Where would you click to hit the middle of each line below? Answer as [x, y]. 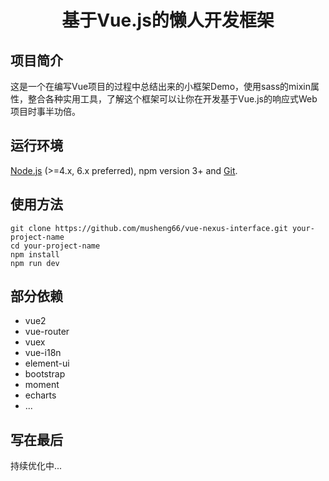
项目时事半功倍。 [45, 111]
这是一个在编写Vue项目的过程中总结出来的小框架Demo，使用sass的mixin [161, 86]
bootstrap [45, 374]
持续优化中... [36, 466]
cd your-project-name [55, 246]
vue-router [47, 332]
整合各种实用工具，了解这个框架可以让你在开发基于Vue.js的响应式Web [172, 99]
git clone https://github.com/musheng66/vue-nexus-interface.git [149, 228]
